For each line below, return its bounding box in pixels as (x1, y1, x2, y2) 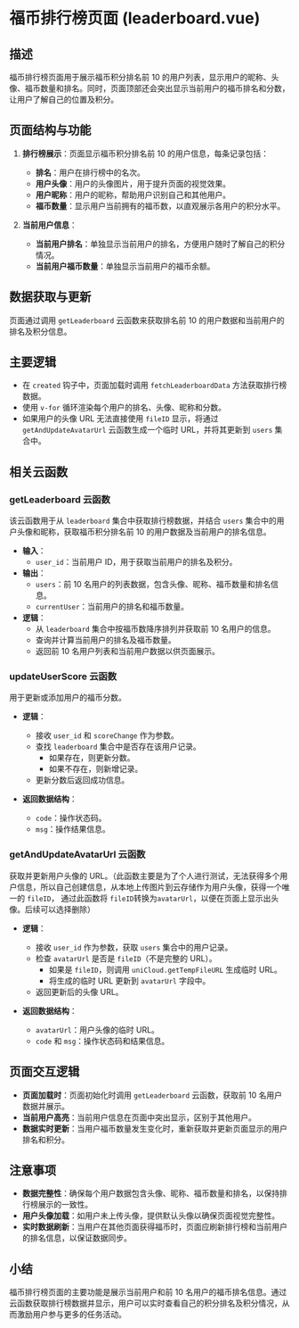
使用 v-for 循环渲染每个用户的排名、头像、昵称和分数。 (21, 403, 227, 413)
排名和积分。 (21, 1134, 69, 1145)
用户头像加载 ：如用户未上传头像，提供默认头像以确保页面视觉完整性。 (21, 1210, 280, 1221)
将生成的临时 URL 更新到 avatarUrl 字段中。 (48, 975, 211, 986)
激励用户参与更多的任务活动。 (16, 1309, 126, 1320)
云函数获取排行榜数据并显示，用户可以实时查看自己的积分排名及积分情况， (9, 1298, 282, 1308)
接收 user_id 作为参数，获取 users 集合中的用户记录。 (35, 942, 233, 952)
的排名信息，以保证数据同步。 (21, 1233, 132, 1243)
